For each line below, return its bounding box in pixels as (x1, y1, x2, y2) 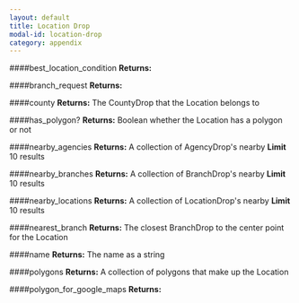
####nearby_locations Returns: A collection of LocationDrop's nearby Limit (9, 195, 291, 206)
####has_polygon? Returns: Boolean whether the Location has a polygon (9, 115, 283, 126)
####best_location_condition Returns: (9, 63, 153, 74)
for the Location (9, 232, 69, 243)
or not (9, 125, 31, 135)
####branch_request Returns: (9, 80, 123, 91)
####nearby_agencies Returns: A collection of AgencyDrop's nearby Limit (9, 142, 287, 152)
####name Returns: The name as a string (9, 249, 165, 260)
